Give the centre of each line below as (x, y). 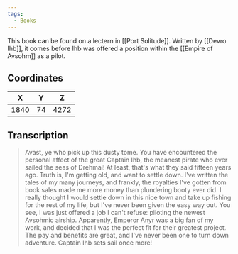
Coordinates (36, 78)
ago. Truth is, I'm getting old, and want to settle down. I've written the (126, 175)
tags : (15, 14)
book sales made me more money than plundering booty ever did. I (123, 190)
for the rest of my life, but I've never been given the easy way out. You (128, 205)
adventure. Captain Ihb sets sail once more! (88, 243)
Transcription (38, 135)
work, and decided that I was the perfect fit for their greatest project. (125, 228)
